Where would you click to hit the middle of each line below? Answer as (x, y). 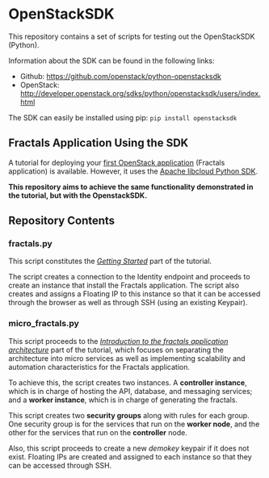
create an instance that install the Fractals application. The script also (124, 285)
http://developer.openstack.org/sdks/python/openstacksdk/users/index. (140, 93)
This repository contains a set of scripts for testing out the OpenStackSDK (132, 36)
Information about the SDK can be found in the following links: (111, 61)
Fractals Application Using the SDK (99, 143)
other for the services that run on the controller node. (98, 432)
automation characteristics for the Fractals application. (99, 367)
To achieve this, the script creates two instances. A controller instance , (128, 382)
